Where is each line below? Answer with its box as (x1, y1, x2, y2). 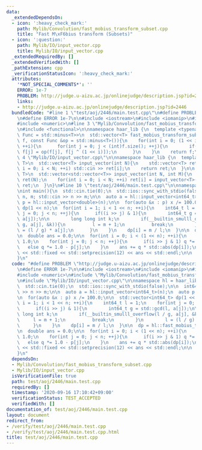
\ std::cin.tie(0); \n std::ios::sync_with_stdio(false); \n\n (17, 283, 179, 289)
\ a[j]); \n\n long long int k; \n (17, 216, 120, 222)
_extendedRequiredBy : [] (11, 54, 74, 60)
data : (6, 8, 20, 15)
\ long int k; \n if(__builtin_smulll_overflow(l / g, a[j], (17, 311, 189, 317)
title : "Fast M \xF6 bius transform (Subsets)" (17, 31, 133, 37)
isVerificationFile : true (11, 373, 77, 379)
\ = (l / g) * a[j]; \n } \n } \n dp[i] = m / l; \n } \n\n (17, 227, 189, 233)
